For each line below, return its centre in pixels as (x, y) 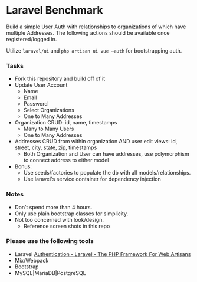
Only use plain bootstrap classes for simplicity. (71, 214)
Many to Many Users (49, 129)
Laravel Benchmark (55, 10)
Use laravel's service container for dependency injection (92, 179)
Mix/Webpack (32, 260)
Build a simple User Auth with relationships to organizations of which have (96, 27)
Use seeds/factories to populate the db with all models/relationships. (107, 173)
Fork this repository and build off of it (60, 79)
